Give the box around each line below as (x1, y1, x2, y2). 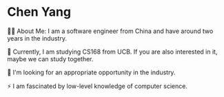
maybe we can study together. (7, 54, 94, 63)
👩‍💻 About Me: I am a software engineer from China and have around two (7, 27, 214, 35)
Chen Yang (7, 4, 71, 20)
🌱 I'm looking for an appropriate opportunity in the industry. (7, 68, 176, 76)
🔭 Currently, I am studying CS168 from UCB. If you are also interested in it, (7, 47, 218, 56)
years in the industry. (7, 34, 68, 42)
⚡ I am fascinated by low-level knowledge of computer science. (7, 82, 188, 90)
